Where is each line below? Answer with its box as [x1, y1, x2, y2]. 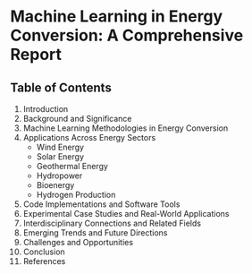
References [22, 256, 66, 266]
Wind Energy [36, 141, 84, 152]
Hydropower [36, 170, 83, 181]
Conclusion [22, 246, 65, 257]
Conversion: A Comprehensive [10, 25, 244, 46]
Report [10, 45, 62, 64]
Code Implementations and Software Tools [22, 199, 181, 210]
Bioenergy [36, 180, 75, 190]
